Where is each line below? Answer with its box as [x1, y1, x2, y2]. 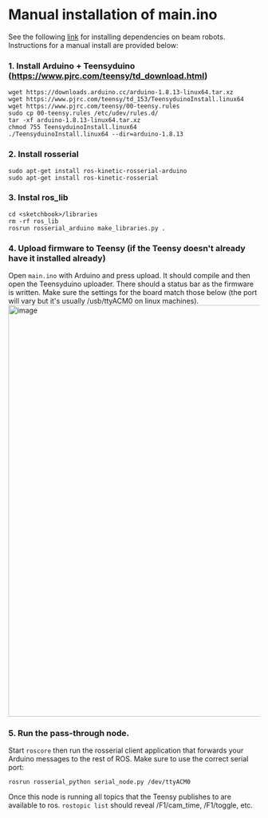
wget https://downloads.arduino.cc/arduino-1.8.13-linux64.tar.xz [8, 88, 234, 96]
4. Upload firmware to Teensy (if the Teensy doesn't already [8, 242, 246, 254]
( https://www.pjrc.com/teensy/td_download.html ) [8, 70, 208, 81]
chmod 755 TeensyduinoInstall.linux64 [8, 124, 137, 132]
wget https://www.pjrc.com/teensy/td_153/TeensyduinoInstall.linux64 [8, 96, 245, 104]
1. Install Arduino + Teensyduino [8, 60, 136, 71]
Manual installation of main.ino [8, 6, 218, 24]
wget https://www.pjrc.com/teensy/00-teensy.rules [8, 102, 180, 111]
